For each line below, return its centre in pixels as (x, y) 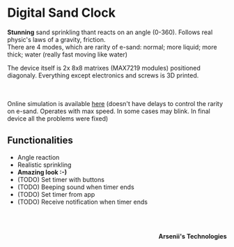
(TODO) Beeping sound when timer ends (76, 187)
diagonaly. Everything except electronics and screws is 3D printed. (103, 75)
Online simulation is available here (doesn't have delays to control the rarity (115, 103)
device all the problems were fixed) (58, 118)
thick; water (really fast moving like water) (67, 54)
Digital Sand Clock (62, 13)
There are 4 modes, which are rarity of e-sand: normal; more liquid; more (112, 47)
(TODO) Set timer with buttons (61, 179)
